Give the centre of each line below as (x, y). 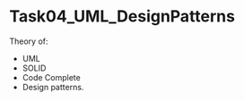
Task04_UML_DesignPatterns (122, 17)
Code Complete (51, 77)
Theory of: (29, 41)
